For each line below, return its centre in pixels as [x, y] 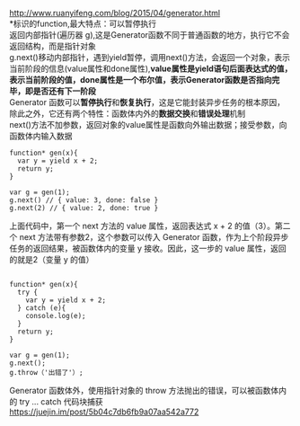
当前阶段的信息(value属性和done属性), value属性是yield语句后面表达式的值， [151, 68]
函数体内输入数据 [41, 136]
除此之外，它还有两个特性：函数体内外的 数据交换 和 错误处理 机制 [127, 113]
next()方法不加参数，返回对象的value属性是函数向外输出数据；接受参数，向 [148, 124]
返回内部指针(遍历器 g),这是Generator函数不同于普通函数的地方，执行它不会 [150, 35]
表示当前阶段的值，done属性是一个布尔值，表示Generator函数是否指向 [141, 80]
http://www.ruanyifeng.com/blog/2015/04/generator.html [115, 13]
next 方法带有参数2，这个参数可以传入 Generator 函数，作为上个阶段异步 [154, 237]
